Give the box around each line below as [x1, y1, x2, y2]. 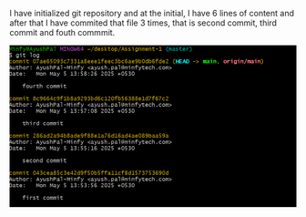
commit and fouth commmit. [9, 27, 116, 37]
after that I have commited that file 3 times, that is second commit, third [9, 17, 278, 28]
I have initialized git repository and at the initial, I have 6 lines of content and [9, 8, 294, 18]
